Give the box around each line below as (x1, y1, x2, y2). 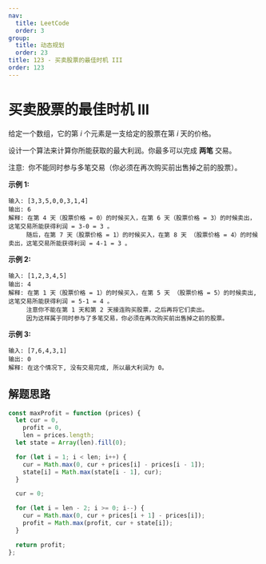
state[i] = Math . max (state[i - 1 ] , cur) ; (22, 468, 162, 476)
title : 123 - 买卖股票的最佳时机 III (8, 57, 123, 65)
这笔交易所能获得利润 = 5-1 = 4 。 (8, 297, 113, 305)
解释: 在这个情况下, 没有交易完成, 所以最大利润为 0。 (8, 363, 168, 371)
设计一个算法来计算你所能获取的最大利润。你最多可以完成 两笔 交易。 (8, 145, 236, 155)
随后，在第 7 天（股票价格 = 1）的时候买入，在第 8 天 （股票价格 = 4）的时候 (26, 231, 258, 239)
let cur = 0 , (15, 416, 59, 424)
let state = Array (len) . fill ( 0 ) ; (15, 439, 127, 447)
